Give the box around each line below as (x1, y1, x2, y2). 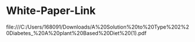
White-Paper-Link (6, 4, 96, 17)
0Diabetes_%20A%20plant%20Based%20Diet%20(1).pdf (6, 29, 147, 36)
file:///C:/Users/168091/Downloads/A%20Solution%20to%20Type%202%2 (6, 23, 190, 30)
